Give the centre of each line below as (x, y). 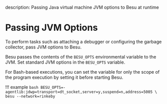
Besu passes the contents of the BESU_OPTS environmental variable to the (81, 57)
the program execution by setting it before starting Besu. (64, 77)
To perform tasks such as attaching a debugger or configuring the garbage (83, 41)
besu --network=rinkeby (30, 96)
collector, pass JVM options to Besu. (44, 47)
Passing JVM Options (52, 28)
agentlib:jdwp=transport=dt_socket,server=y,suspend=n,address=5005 (79, 92)
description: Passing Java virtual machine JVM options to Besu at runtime (82, 7)
